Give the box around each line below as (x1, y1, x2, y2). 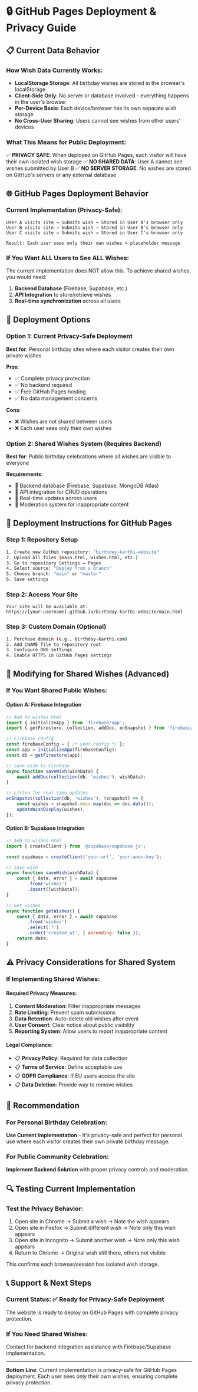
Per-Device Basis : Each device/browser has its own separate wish (14, 104, 177, 111)
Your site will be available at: (6, 604, 88, 610)
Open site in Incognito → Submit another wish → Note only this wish (14, 1237, 180, 1244)
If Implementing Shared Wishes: (6, 975, 100, 983)
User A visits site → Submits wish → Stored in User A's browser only (6, 219, 183, 225)
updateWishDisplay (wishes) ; (16, 806, 85, 812)
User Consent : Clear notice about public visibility (14, 1022, 134, 1029)
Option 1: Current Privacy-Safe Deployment (6, 332, 133, 340)
